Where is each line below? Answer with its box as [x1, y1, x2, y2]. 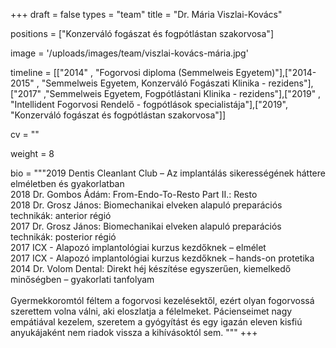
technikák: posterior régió [10, 231, 117, 243]
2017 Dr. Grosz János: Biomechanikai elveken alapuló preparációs [10, 220, 282, 232]
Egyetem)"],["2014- [235, 67, 317, 78]
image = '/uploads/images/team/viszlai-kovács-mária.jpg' [10, 47, 249, 59]
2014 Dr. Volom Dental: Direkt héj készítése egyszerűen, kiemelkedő [10, 263, 292, 274]
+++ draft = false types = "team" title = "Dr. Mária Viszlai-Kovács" [10, 9, 283, 20]
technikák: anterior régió [10, 210, 112, 221]
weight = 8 [10, 148, 55, 159]
